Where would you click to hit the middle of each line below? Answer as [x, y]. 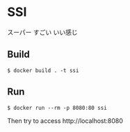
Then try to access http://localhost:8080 [65, 121]
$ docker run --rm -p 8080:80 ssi [57, 108]
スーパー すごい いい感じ [42, 32]
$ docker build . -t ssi [43, 70]
